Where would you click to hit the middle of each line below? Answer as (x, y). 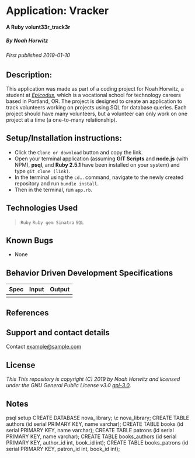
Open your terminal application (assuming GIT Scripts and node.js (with (101, 159)
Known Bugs (30, 240)
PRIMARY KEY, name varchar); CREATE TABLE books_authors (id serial (91, 436)
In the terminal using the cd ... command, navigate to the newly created (99, 177)
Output (60, 290)
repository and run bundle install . (57, 183)
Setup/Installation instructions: (64, 138)
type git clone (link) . (42, 171)
